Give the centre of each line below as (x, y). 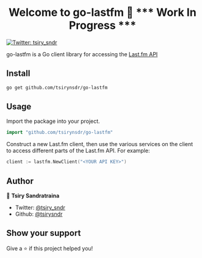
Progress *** (103, 25)
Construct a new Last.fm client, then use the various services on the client (100, 144)
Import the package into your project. (53, 121)
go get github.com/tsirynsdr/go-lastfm (57, 87)
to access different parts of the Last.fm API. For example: (78, 151)
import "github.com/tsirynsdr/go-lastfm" (60, 133)
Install (18, 74)
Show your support (44, 233)
